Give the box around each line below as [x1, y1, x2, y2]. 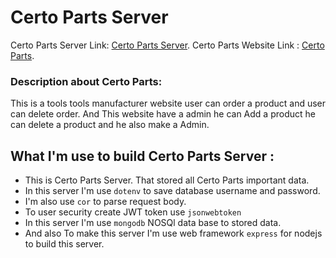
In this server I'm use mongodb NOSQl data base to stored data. [24, 217, 282, 229]
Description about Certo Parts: [10, 74, 163, 88]
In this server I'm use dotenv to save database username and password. [24, 185, 321, 197]
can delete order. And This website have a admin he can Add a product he [10, 108, 316, 120]
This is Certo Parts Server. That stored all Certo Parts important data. [24, 174, 310, 186]
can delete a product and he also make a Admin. [10, 119, 210, 131]
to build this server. [24, 238, 105, 250]
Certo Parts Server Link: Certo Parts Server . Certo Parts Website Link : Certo [10, 39, 325, 51]
